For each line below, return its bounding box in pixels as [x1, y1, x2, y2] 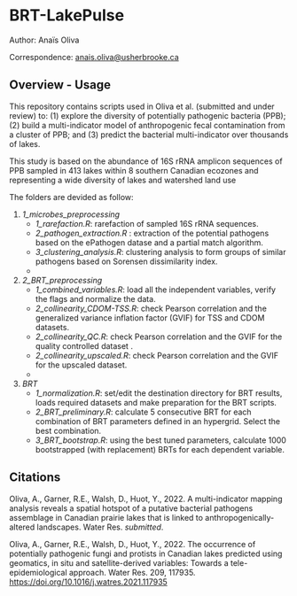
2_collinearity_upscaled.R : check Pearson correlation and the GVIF [35, 350, 279, 360]
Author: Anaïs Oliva [9, 35, 80, 45]
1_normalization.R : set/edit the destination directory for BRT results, [35, 387, 283, 399]
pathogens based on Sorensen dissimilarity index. [35, 256, 218, 267]
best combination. [35, 425, 102, 436]
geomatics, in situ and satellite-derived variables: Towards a [9, 557, 229, 568]
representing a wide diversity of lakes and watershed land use [9, 174, 237, 185]
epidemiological [9, 567, 68, 577]
